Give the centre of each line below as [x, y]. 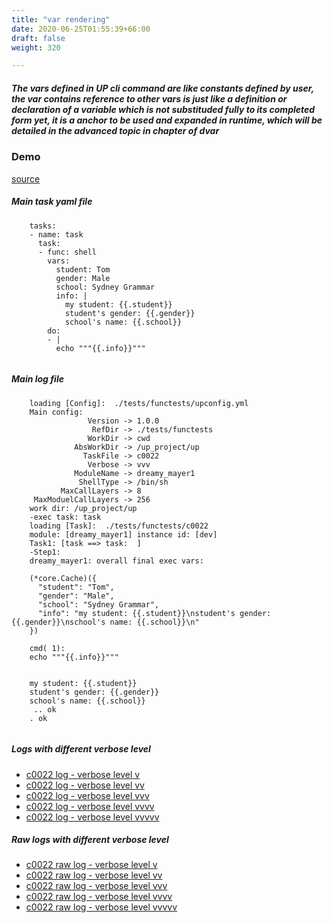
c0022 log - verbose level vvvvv [92, 817]
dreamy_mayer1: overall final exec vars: [116, 561]
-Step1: [45, 552]
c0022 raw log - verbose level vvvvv [101, 907]
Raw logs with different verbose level [90, 840]
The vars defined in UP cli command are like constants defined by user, [162, 88]
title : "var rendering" [61, 19]
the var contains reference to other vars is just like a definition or [149, 98]
